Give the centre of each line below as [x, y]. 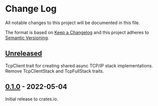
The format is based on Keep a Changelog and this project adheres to [77, 32]
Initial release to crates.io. [32, 99]
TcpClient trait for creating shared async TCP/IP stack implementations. [79, 65]
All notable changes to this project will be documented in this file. [73, 23]
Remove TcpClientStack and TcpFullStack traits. [55, 71]
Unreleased [24, 54]
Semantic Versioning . [27, 38]
